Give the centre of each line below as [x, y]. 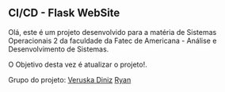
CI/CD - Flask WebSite [64, 13]
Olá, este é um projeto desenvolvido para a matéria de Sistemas [113, 32]
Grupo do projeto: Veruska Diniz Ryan [70, 79]
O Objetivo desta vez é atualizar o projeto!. [78, 64]
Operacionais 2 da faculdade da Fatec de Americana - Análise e [113, 40]
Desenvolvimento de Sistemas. [59, 49]
